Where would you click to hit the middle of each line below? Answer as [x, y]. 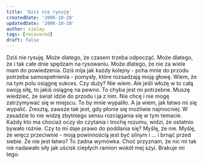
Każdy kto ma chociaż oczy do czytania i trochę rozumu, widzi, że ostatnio [100, 122]
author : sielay [26, 29]
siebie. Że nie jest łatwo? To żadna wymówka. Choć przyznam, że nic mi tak [101, 141]
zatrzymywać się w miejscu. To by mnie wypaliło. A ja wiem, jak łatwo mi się [102, 103]
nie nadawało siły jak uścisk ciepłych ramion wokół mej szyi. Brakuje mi [96, 148]
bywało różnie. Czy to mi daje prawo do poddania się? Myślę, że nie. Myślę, [101, 128]
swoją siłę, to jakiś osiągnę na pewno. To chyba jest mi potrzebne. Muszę [98, 90]
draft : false [23, 40]
